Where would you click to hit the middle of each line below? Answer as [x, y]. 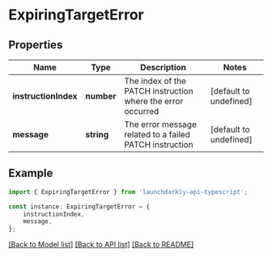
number [101, 96]
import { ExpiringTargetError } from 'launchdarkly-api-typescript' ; [128, 192]
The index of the [155, 81]
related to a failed [157, 135]
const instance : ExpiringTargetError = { [79, 206]
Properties [36, 45]
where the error [154, 101]
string [97, 135]
